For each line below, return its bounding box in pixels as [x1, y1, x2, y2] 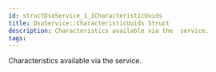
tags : [8, 34, 26, 42]
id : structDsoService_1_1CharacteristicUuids [8, 11, 162, 20]
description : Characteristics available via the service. [8, 26, 210, 34]
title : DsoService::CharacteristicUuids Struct [8, 19, 170, 27]
